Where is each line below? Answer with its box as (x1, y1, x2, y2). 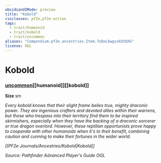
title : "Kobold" (5, 12, 38, 17)
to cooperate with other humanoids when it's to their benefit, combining (5, 128, 150, 134)
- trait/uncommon (9, 35, 45, 40)
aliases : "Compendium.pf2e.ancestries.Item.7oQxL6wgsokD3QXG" (5, 39, 134, 44)
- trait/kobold (9, 30, 40, 35)
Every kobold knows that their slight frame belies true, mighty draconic (5, 102, 148, 108)
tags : (5, 20, 16, 26)
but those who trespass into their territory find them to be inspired (5, 113, 138, 119)
